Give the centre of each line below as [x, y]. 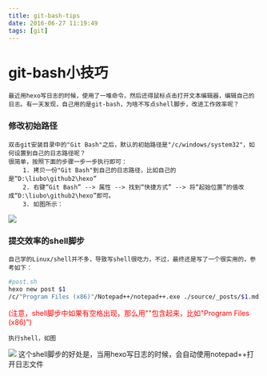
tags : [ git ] [28, 30]
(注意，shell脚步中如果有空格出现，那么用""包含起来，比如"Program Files [129, 313]
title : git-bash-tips [44, 16]
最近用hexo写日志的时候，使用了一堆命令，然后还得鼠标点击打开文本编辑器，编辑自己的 [132, 96]
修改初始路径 [33, 126]
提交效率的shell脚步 [47, 241]
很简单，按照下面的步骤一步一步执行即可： [68, 162]
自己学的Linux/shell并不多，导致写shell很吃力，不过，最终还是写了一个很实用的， [129, 259]
